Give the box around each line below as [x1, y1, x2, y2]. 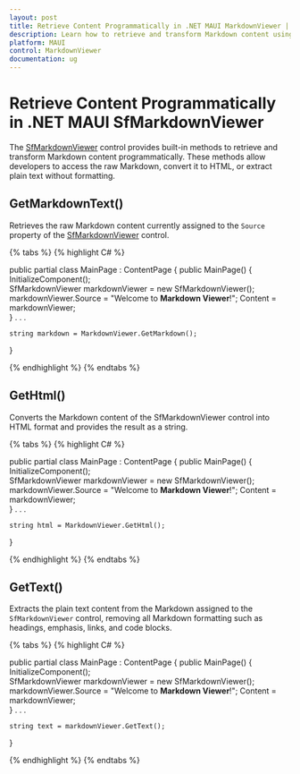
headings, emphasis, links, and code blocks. [9, 623, 172, 634]
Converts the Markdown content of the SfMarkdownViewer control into [9, 412, 271, 422]
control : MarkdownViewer [9, 47, 102, 55]
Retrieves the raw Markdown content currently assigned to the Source [9, 220, 265, 231]
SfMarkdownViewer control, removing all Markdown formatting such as [9, 613, 263, 624]
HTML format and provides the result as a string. [9, 421, 188, 432]
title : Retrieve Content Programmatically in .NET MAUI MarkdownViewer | [9, 21, 290, 30]
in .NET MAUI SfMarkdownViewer [9, 113, 264, 132]
